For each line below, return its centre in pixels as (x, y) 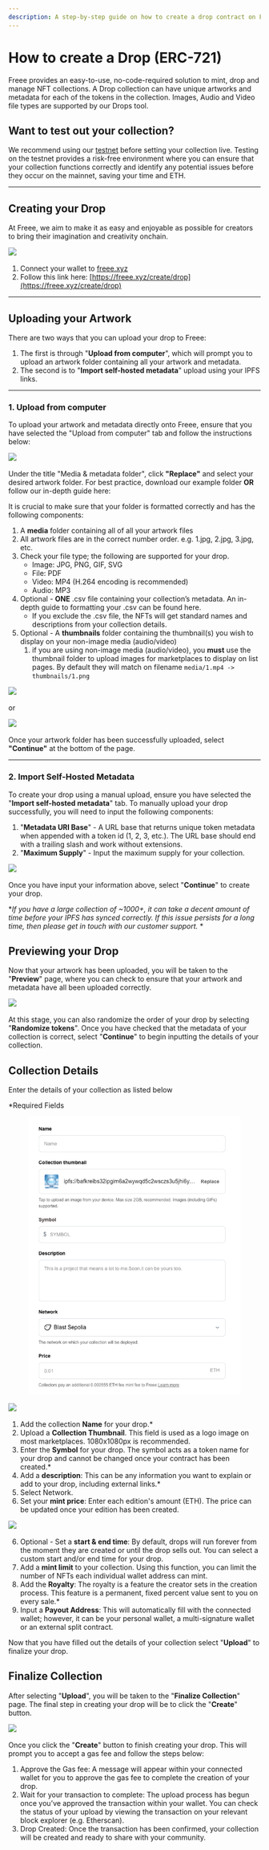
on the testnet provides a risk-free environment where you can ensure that (131, 159)
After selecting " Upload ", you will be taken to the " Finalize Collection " (124, 1696)
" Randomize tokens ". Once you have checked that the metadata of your (127, 1028)
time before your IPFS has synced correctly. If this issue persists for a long (131, 917)
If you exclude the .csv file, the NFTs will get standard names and (140, 616)
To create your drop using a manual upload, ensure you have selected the (130, 794)
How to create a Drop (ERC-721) (115, 57)
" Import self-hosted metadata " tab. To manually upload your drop (118, 802)
